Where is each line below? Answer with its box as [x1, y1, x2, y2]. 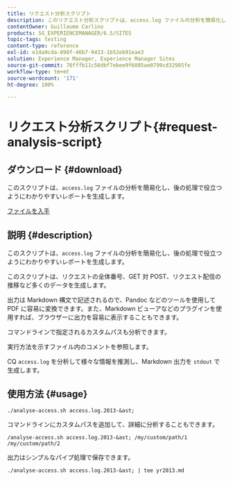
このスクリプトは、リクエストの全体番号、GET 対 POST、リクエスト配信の [7, 272, 222, 281]
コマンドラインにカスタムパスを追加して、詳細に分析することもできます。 [7, 420, 218, 428]
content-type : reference [7, 42, 79, 49]
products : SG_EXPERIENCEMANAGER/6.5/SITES [7, 29, 132, 37]
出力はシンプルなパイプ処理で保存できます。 [7, 453, 135, 462]
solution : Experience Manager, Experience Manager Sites [7, 56, 175, 62]
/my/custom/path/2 [7, 440, 60, 447]
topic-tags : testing [7, 36, 67, 43]
